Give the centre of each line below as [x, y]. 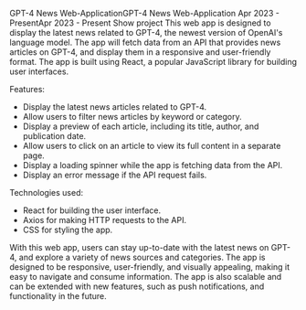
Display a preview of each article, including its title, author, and [141, 126]
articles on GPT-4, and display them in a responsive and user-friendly [140, 52]
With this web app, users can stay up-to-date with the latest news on [139, 247]
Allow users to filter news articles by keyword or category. [132, 117]
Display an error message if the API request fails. [115, 175]
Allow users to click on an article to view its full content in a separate [152, 146]
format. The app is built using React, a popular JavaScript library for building [153, 62]
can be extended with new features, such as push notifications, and [137, 286]
